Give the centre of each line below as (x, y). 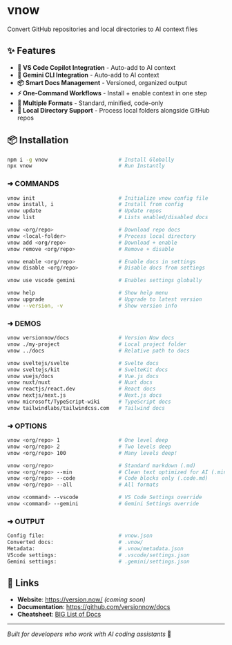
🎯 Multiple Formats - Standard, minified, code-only (90, 103)
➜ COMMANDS (33, 184)
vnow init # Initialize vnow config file (108, 198)
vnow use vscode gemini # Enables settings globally (105, 281)
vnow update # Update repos (85, 211)
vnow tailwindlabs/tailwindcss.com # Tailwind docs (86, 408)
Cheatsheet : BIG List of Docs (59, 615)
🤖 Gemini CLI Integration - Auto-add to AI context (88, 75)
